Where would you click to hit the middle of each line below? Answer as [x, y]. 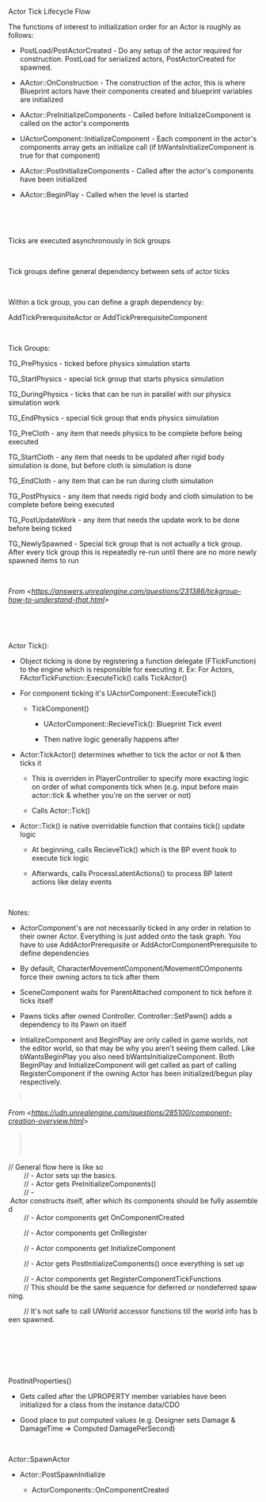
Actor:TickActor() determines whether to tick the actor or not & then [130, 755]
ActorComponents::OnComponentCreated [100, 1490]
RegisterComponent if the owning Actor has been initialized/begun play [136, 1073]
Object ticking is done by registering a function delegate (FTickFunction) [138, 661]
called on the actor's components [74, 123]
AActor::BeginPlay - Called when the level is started [104, 194]
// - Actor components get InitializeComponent [99, 1248]
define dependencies [54, 953]
